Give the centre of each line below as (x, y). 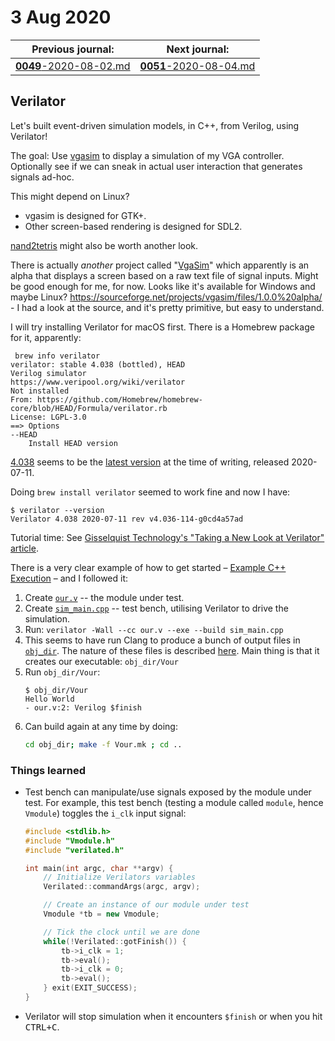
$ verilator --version (57, 510)
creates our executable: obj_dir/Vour (101, 661)
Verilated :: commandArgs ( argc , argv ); (122, 887)
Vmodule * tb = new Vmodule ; (101, 914)
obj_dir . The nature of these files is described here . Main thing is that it (172, 650)
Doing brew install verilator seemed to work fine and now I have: (150, 492)
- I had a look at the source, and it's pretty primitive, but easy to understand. (167, 307)
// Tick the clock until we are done (121, 932)
